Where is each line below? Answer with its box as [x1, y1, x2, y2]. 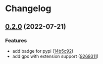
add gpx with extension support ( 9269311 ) [12, 53, 99, 59]
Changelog [5, 3, 51, 14]
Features [5, 37, 27, 44]
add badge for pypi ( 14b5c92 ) [12, 48, 74, 54]
